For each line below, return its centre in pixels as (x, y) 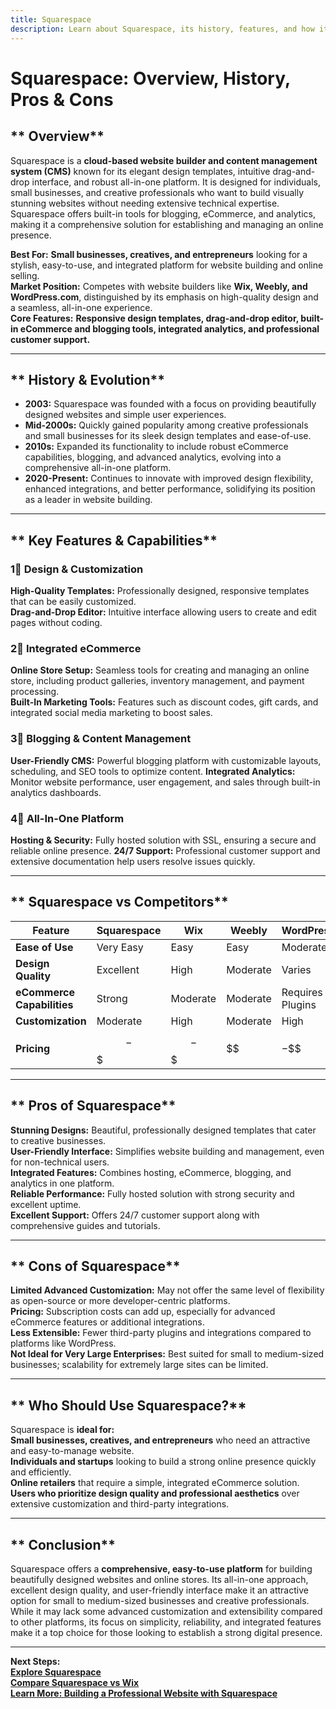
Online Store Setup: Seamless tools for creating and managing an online (160, 670)
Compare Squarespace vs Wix (75, 1682)
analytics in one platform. (62, 1183)
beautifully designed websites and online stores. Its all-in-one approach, (159, 1579)
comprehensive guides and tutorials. (85, 1225)
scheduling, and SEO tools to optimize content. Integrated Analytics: (153, 771)
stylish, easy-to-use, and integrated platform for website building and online (167, 265)
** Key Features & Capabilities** (114, 540)
